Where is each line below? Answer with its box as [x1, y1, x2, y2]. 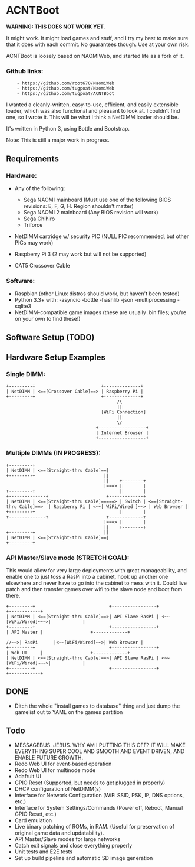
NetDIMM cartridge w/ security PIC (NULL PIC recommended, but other [14, 233, 189, 240]
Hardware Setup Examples [6, 353, 106, 362]
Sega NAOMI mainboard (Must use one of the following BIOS [23, 196, 171, 203]
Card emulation [14, 816, 52, 824]
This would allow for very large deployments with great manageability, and [6, 566, 187, 573]
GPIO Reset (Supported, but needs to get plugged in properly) [14, 779, 166, 786]
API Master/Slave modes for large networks [14, 835, 121, 842]
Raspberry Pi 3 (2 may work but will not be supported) [14, 250, 147, 258]
